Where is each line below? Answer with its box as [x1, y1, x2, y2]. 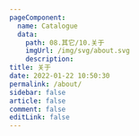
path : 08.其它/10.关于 [25, 38, 105, 47]
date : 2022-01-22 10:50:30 [9, 72, 110, 81]
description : [25, 55, 74, 64]
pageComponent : [9, 13, 66, 22]
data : [17, 30, 39, 38]
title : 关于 [9, 64, 51, 72]
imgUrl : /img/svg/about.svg [25, 47, 130, 55]
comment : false [9, 105, 66, 114]
